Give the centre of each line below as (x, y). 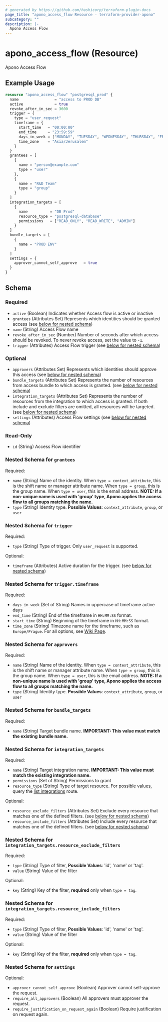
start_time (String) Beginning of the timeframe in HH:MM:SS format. (81, 621)
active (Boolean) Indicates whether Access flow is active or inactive (83, 313)
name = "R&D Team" (37, 183)
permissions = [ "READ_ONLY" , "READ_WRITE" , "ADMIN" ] (77, 221)
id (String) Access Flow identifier (46, 447)
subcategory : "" (22, 19)
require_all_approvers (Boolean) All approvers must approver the (80, 998)
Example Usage (30, 83)
